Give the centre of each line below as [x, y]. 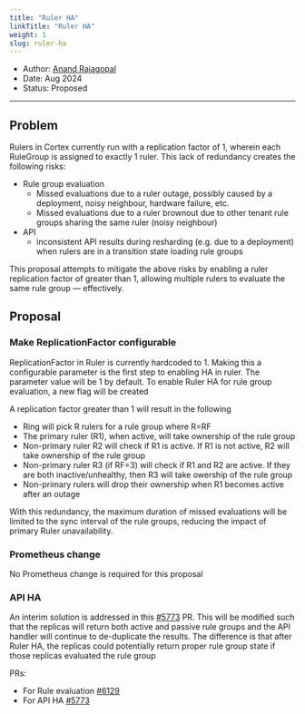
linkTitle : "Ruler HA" [52, 26]
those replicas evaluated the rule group [83, 656]
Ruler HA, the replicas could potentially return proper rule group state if [143, 646]
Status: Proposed [55, 88]
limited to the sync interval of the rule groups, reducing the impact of [138, 521]
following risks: [38, 166]
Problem [34, 125]
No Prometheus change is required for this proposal [106, 574]
